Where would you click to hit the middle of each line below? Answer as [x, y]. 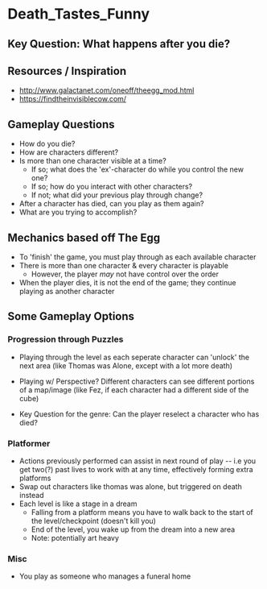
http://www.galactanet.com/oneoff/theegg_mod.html [107, 90]
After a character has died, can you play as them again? [111, 204]
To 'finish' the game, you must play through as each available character [138, 257]
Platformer [29, 443]
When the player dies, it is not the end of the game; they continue [127, 283]
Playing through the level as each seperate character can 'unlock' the [134, 357]
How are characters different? [68, 152]
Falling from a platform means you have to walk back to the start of [142, 512]
